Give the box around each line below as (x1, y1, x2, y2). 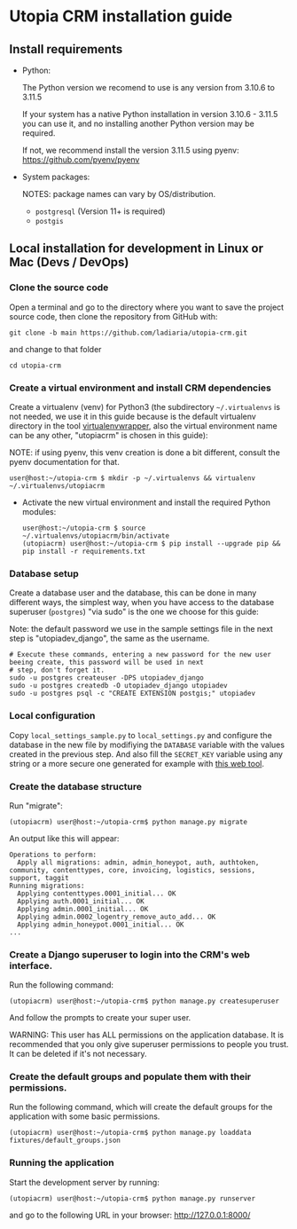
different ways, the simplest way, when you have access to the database (9, 597, 275, 608)
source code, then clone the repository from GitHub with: (9, 311, 218, 321)
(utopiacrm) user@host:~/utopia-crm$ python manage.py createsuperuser (9, 997, 279, 1006)
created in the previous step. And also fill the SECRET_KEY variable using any (9, 748, 284, 760)
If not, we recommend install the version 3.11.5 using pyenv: (21, 145, 239, 155)
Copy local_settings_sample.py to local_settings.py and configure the (9, 729, 272, 740)
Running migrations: (9, 881, 86, 890)
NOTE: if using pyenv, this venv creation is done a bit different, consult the (9, 446, 281, 458)
